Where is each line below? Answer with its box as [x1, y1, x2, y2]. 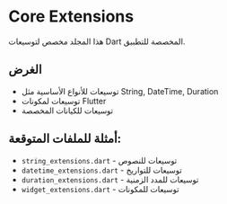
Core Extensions [8, 6, 135, 27]
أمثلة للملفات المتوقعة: [8, 131, 122, 146]
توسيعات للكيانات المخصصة [21, 105, 114, 116]
